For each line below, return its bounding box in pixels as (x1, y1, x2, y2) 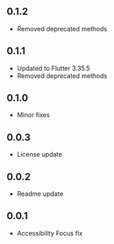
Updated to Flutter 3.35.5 (16, 64, 91, 72)
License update (16, 150, 62, 159)
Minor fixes (16, 111, 50, 119)
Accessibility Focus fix (16, 228, 83, 237)
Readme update (16, 189, 64, 198)
